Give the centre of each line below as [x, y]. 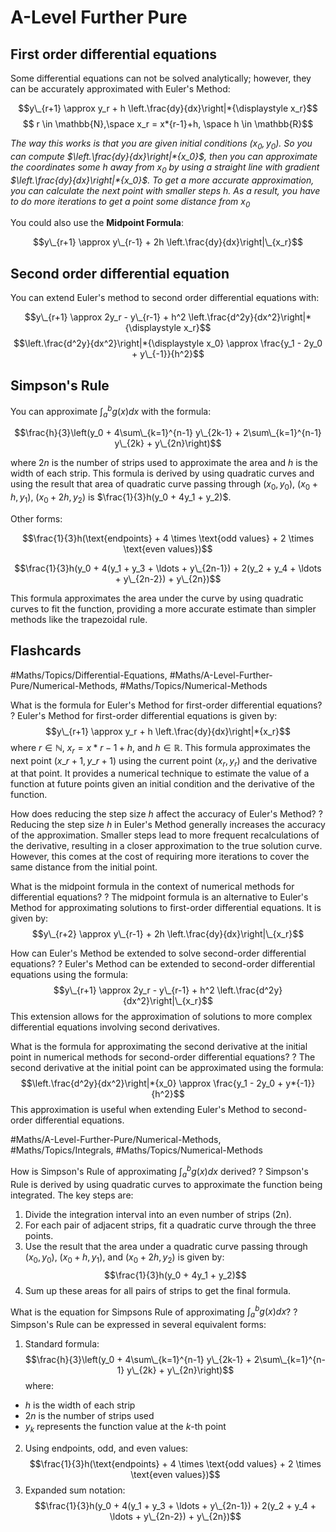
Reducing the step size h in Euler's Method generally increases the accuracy [168, 825]
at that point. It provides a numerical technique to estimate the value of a [160, 773]
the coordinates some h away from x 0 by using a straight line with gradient [165, 168]
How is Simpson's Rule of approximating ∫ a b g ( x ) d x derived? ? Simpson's [159, 1172]
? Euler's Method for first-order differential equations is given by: [144, 715]
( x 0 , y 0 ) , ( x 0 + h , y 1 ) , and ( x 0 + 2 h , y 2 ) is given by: [124, 1258]
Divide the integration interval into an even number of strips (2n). [158, 1214]
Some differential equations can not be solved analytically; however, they [161, 78]
